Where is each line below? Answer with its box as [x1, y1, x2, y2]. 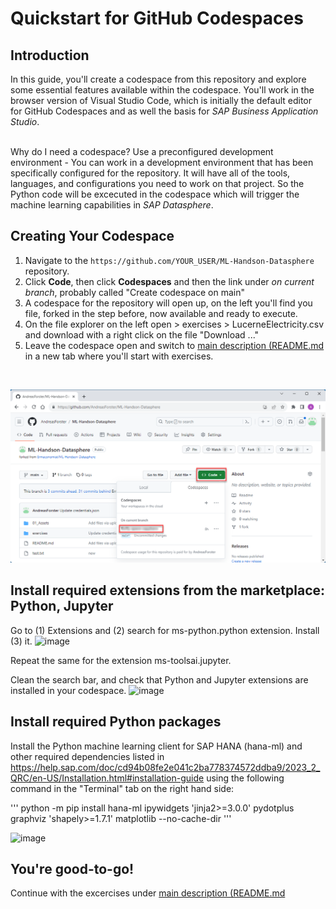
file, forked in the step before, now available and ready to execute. [24, 307, 298, 319]
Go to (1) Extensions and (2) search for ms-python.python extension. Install [10, 624, 320, 636]
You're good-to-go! [10, 860, 135, 877]
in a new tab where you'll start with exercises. [24, 350, 214, 362]
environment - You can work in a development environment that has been [10, 157, 314, 168]
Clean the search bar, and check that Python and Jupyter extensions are [10, 673, 309, 686]
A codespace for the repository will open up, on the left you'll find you [24, 297, 313, 309]
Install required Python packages [10, 713, 222, 731]
